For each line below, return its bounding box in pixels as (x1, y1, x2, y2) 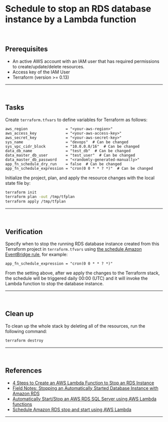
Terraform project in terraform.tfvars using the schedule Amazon (5, 246, 142, 252)
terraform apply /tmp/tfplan (5, 199, 66, 204)
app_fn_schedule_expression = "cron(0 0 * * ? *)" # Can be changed (5, 166, 153, 171)
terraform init (5, 189, 37, 195)
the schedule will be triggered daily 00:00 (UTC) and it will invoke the (5, 275, 148, 281)
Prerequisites (5, 45, 48, 53)
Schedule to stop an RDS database (5, 3, 151, 15)
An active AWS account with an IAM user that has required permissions (12, 58, 159, 64)
